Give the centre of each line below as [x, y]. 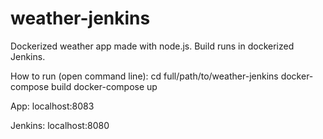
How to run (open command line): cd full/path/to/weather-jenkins [144, 76]
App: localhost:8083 [52, 106]
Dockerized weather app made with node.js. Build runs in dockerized [152, 46]
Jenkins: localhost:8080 [60, 125]
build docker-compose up [104, 86]
